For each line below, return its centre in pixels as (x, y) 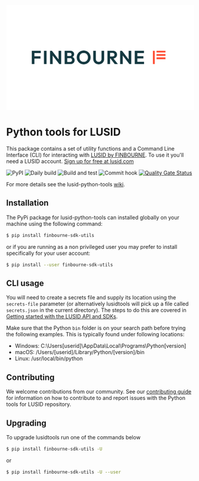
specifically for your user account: (48, 253)
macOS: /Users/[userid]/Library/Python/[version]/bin (80, 352)
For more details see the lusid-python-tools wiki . (66, 184)
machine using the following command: (55, 224)
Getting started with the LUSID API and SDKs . (62, 317)
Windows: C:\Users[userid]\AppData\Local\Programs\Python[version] (100, 346)
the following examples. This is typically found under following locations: (95, 335)
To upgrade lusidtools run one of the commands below (74, 437)
